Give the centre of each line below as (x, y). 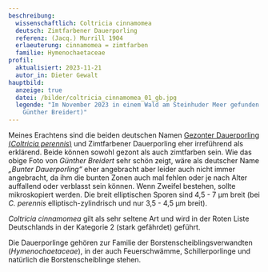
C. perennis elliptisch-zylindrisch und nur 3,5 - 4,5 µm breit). (108, 203)
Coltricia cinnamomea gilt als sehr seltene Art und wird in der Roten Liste (129, 218)
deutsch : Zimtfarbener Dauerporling (76, 30)
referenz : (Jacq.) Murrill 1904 (70, 38)
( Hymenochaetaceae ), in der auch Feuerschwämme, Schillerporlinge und (129, 251)
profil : (21, 61)
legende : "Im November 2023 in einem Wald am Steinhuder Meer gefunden (138, 105)
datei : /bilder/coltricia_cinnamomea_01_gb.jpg (96, 98)
